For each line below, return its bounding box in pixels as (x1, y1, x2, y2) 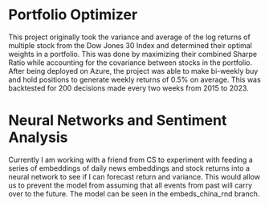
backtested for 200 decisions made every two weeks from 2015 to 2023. (8, 83, 249, 93)
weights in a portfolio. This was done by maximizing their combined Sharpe (8, 49, 258, 59)
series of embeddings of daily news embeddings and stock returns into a (8, 163, 251, 173)
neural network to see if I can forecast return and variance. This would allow (8, 172, 261, 181)
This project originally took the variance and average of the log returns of (8, 32, 251, 42)
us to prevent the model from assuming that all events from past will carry (8, 180, 253, 190)
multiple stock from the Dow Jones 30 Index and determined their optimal (8, 40, 253, 50)
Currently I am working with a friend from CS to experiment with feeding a (8, 155, 253, 164)
